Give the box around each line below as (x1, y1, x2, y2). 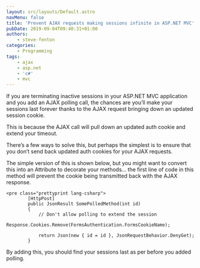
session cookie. (6, 112, 45, 119)
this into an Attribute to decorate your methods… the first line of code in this (6, 166, 194, 173)
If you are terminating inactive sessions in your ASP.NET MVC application (6, 93, 188, 100)
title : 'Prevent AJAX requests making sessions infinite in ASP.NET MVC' (6, 20, 195, 26)
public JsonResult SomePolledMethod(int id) (28, 201, 141, 207)
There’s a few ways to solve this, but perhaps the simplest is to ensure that (6, 142, 191, 149)
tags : (6, 54, 20, 60)
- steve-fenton (17, 37, 55, 43)
